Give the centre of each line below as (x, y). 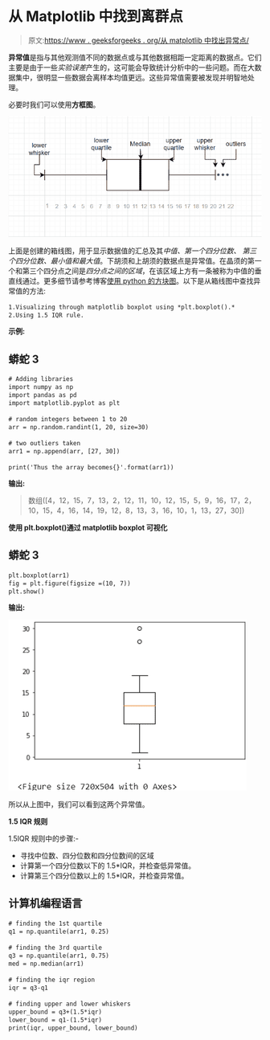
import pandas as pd (43, 395)
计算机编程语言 (45, 904)
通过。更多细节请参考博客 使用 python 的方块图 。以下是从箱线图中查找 (138, 281)
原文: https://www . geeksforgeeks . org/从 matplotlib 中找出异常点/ (138, 40)
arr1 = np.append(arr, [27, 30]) (64, 452)
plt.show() (27, 592)
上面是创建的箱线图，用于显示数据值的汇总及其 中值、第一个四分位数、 (125, 251)
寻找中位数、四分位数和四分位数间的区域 (87, 855)
